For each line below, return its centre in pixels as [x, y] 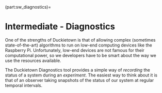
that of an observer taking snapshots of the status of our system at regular [80, 80]
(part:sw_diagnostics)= [28, 7]
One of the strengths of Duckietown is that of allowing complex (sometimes [81, 40]
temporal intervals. [24, 85]
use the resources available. [33, 61]
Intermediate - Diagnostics [60, 27]
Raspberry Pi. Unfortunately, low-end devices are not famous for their [75, 50]
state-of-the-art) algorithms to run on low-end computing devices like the [79, 45]
